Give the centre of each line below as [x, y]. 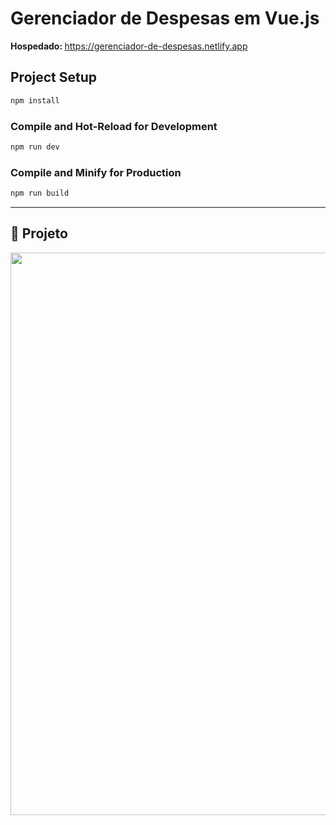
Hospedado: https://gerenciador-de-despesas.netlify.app [129, 46]
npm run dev [35, 147]
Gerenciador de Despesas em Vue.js [165, 18]
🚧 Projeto [39, 233]
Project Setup [54, 77]
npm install [35, 100]
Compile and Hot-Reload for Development [114, 126]
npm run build [40, 193]
